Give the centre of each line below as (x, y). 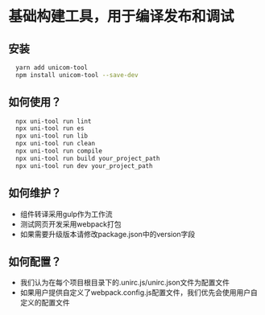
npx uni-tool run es (50, 129)
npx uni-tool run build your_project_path (88, 158)
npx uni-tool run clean (55, 144)
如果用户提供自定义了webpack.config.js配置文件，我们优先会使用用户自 (139, 292)
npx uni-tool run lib (52, 136)
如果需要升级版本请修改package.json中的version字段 (108, 234)
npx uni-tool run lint (54, 121)
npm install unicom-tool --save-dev (77, 75)
